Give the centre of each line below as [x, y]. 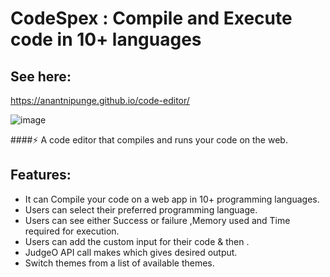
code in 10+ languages [106, 39]
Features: [41, 175]
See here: [41, 76]
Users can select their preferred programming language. [141, 209]
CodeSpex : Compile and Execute [151, 18]
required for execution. [72, 231]
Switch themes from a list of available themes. [119, 263]
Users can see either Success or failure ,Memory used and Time [157, 220]
